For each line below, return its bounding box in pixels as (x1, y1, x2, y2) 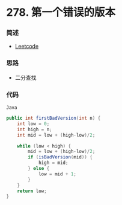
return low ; (17, 188, 47, 194)
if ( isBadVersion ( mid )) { (28, 154, 93, 160)
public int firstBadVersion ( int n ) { (6, 116, 101, 122)
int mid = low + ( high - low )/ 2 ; (17, 132, 96, 138)
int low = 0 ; (17, 120, 50, 127)
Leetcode (14, 43, 39, 50)
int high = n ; (17, 126, 52, 132)
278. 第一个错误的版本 (6, 5, 116, 19)
